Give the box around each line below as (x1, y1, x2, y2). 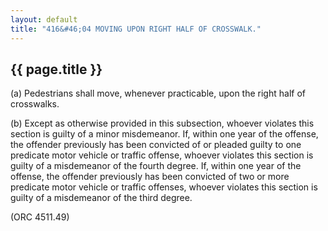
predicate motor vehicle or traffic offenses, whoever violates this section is (10, 181, 318, 193)
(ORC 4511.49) (10, 211, 70, 223)
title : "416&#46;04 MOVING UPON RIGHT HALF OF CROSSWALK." (10, 24, 262, 34)
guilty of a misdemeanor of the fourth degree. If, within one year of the (10, 160, 302, 172)
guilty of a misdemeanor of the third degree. (10, 192, 193, 204)
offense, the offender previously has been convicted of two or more (10, 171, 290, 183)
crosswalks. (10, 98, 60, 110)
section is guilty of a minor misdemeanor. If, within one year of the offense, (10, 128, 319, 140)
